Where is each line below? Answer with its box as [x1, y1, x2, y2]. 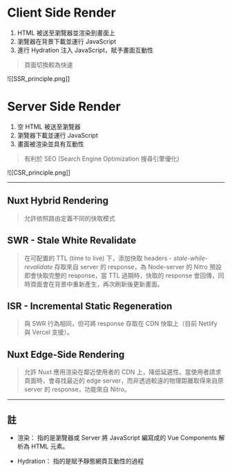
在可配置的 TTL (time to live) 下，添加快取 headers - [23, 254, 173, 262]
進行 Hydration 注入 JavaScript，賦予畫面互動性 [17, 46, 154, 54]
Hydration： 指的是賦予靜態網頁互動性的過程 [17, 457, 144, 465]
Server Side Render [7, 99, 121, 115]
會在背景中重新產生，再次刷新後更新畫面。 [42, 280, 164, 288]
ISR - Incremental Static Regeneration [7, 300, 173, 312]
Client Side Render [7, 5, 116, 21]
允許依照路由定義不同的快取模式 [23, 214, 115, 222]
